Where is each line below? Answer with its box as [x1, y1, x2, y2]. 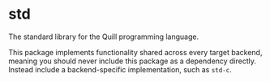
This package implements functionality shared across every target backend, [8, 47, 263, 57]
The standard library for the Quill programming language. [8, 32, 199, 41]
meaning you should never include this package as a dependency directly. [8, 56, 257, 66]
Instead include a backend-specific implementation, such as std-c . [8, 64, 233, 74]
